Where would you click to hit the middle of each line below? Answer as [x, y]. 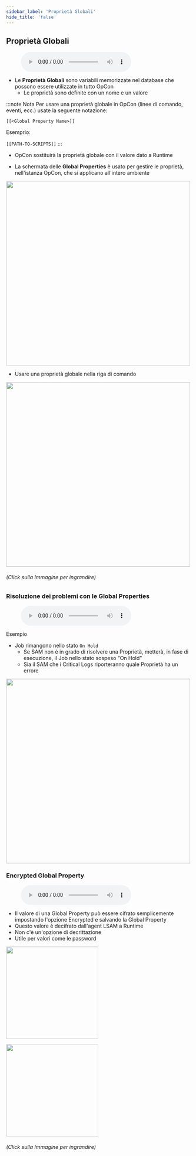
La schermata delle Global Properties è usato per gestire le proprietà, [99, 166]
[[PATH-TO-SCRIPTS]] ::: [34, 144]
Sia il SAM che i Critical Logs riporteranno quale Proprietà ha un [101, 664]
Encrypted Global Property [45, 876]
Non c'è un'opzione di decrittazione [58, 932]
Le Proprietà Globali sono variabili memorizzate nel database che [94, 80]
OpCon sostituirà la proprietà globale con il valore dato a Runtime [94, 155]
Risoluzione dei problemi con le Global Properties [78, 596]
